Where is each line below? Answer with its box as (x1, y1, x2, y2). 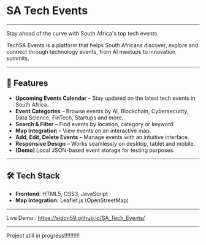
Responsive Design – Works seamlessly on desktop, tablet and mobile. (15, 140, 196, 147)
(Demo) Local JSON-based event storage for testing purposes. (15, 146, 175, 154)
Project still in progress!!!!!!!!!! (6, 232, 80, 239)
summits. (6, 55, 29, 62)
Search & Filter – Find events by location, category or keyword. (15, 120, 175, 127)
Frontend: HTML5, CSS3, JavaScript (15, 190, 109, 197)
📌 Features (6, 78, 48, 89)
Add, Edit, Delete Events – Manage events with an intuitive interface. (15, 133, 189, 141)
